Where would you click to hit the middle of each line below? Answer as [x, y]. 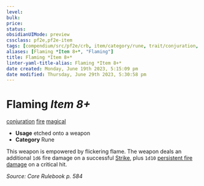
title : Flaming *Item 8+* [39, 57]
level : [15, 12]
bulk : [13, 18]
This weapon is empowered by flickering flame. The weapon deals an [94, 152]
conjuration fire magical [36, 121]
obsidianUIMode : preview [38, 35]
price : [15, 23]
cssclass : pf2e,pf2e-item [39, 40]
